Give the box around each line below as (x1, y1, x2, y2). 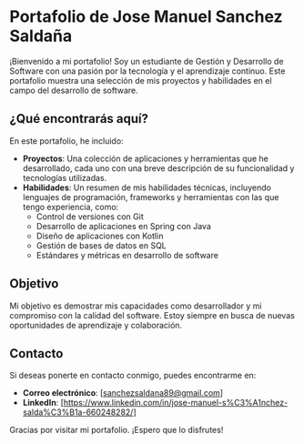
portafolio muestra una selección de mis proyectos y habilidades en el (9, 75, 272, 86)
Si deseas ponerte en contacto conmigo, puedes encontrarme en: (9, 370, 257, 381)
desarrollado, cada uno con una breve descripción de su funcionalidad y (22, 162, 295, 174)
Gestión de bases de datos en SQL (35, 239, 167, 251)
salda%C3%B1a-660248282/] (22, 407, 137, 418)
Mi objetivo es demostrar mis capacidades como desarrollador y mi (9, 300, 262, 311)
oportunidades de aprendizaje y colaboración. (9, 319, 183, 330)
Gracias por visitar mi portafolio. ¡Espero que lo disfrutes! (9, 425, 224, 436)
